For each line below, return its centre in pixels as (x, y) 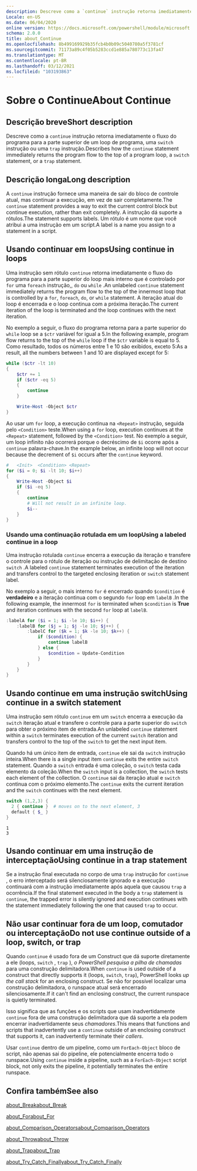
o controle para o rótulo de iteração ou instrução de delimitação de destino (96, 561)
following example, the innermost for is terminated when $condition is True (98, 603)
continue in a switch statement (64, 702)
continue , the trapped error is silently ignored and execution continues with (97, 899)
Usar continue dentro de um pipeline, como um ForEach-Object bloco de (93, 1048)
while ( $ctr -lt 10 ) (31, 363)
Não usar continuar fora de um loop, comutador (95, 924)
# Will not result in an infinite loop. (77, 503)
